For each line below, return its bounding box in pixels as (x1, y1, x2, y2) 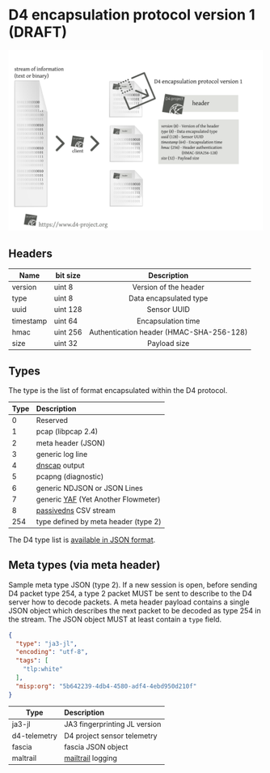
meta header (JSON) (36, 438, 106, 447)
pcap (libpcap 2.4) (36, 427, 99, 437)
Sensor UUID (146, 305, 190, 314)
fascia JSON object (64, 741, 129, 751)
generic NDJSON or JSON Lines (36, 483, 143, 493)
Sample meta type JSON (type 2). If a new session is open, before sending (8, 579, 258, 589)
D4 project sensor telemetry (64, 731, 158, 741)
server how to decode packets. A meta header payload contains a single (8, 597, 250, 607)
